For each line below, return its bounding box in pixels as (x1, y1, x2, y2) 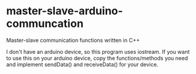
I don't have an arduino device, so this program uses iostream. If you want (6, 48, 190, 55)
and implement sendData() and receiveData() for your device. (6, 61, 159, 68)
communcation (6, 17, 84, 30)
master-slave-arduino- (6, 4, 123, 18)
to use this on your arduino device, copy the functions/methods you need (6, 54, 188, 61)
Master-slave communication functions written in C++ (6, 36, 140, 44)
